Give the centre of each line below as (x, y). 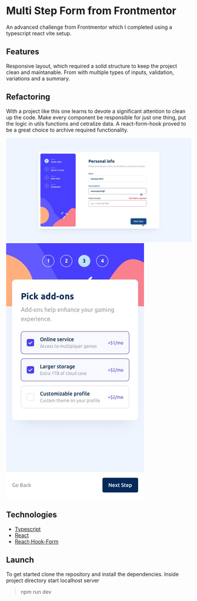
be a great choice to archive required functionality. (67, 130)
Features (23, 52)
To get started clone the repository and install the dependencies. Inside (93, 574)
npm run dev (36, 592)
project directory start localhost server (53, 580)
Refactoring (28, 97)
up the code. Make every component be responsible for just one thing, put (96, 117)
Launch (20, 560)
